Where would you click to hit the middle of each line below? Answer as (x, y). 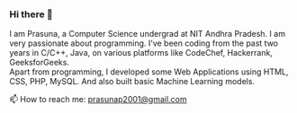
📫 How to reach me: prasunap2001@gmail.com (98, 100)
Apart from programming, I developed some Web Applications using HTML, (149, 72)
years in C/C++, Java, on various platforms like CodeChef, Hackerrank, (141, 53)
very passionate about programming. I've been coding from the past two (144, 43)
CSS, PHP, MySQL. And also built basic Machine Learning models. (132, 82)
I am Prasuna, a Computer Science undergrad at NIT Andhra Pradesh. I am (148, 34)
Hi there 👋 (31, 14)
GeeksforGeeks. (40, 63)
